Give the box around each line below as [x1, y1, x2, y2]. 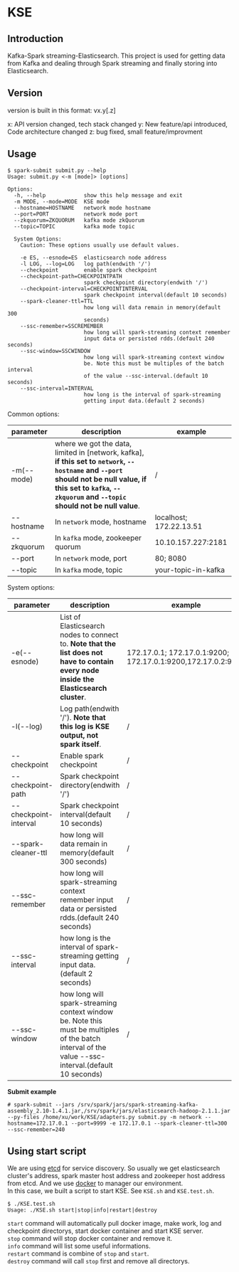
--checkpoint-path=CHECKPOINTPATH [20, 272, 122, 280]
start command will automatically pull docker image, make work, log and [7, 1219, 222, 1228]
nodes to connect [60, 630, 119, 640]
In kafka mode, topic [54, 565, 123, 575]
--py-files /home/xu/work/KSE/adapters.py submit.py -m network [7, 1113, 202, 1120]
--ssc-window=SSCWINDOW [20, 347, 91, 354]
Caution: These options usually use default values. [20, 241, 180, 249]
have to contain [60, 656, 114, 666]
